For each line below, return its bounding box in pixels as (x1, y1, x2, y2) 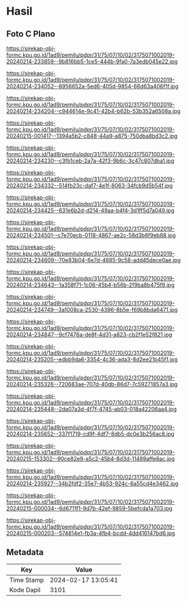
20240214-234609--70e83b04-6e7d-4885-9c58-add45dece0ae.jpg (6, 257, 181, 263)
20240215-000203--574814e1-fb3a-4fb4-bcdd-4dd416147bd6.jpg (6, 530, 175, 537)
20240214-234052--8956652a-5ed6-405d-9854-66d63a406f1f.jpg (6, 83, 178, 90)
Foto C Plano (6, 29, 55, 39)
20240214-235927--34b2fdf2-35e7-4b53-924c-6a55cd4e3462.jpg (6, 480, 178, 487)
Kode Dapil (9, 585, 41, 594)
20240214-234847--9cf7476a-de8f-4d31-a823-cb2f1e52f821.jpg (6, 331, 172, 338)
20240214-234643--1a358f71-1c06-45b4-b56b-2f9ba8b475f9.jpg (6, 281, 175, 288)
